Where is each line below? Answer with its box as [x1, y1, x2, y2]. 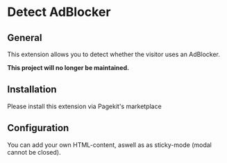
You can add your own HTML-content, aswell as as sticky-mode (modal [7, 140, 212, 149]
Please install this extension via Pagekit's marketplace [7, 102, 162, 110]
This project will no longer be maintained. [7, 64, 130, 71]
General [7, 32, 43, 44]
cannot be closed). [7, 148, 61, 156]
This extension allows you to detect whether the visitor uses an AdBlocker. [7, 50, 220, 58]
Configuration [7, 122, 69, 134]
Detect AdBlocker [7, 4, 111, 20]
